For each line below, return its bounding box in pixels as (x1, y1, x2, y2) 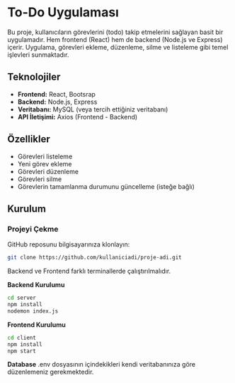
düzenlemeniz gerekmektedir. (7, 367, 94, 377)
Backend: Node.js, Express (17, 97, 98, 106)
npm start (7, 347, 37, 355)
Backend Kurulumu (7, 281, 65, 289)
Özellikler (7, 133, 51, 146)
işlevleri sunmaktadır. (7, 50, 69, 59)
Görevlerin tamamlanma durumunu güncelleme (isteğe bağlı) (17, 182, 195, 190)
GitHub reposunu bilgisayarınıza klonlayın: (7, 240, 130, 249)
